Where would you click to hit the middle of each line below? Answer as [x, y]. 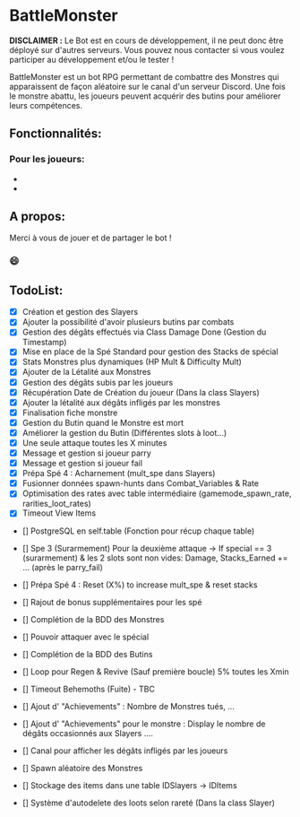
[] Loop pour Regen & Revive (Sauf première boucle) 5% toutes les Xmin [155, 672]
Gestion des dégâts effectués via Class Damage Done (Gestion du [144, 332]
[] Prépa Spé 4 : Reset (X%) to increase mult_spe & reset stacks [140, 585]
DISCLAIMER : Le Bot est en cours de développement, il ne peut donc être [146, 40]
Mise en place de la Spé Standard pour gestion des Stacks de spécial [150, 352]
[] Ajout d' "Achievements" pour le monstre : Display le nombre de [144, 724]
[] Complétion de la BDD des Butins [87, 655]
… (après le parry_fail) [62, 568]
